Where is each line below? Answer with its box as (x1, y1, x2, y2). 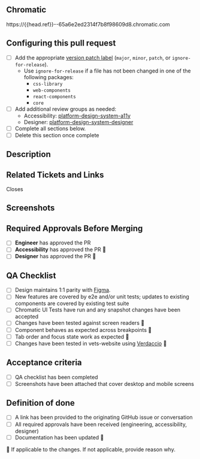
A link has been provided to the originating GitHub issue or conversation (14, 413, 193, 421)
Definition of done (6, 398, 75, 408)
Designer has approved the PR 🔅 (14, 253, 96, 260)
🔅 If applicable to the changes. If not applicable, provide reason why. (6, 446, 175, 453)
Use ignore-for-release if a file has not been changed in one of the (23, 67, 192, 74)
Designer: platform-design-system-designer (23, 118, 134, 125)
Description (6, 149, 51, 159)
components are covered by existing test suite (14, 300, 129, 307)
